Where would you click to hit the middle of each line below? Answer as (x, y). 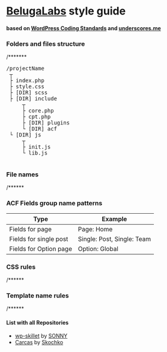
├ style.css (27, 87)
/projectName (26, 69)
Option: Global (98, 249)
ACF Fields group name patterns (54, 203)
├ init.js (36, 147)
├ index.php (27, 81)
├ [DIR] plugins (46, 123)
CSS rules (21, 267)
